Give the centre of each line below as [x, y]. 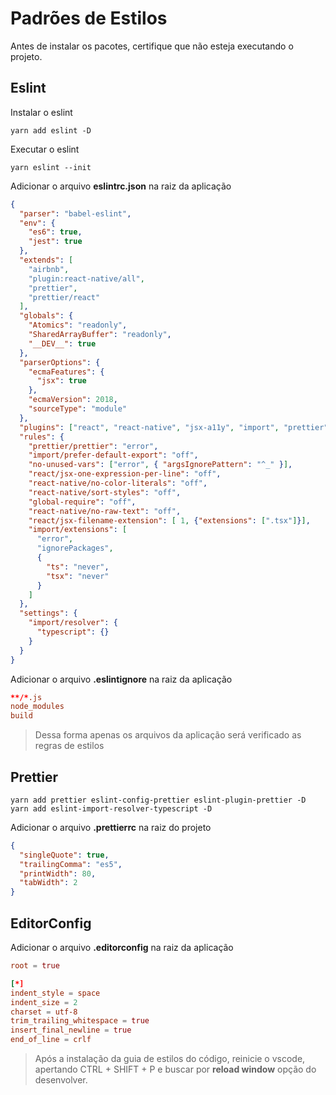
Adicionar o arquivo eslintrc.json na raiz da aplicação [121, 186]
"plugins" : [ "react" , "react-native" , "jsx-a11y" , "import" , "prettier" [174, 427]
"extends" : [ [46, 260]
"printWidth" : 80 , [58, 873]
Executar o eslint [45, 149]
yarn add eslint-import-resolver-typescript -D [111, 808]
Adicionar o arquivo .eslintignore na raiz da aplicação [121, 679]
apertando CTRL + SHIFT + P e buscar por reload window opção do [175, 1069]
